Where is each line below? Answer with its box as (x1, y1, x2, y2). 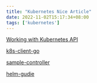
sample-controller (6, 59, 50, 66)
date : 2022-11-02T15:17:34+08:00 (6, 14, 89, 20)
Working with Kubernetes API (6, 36, 79, 43)
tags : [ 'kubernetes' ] (6, 20, 60, 25)
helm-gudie (6, 71, 35, 78)
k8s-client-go (6, 47, 40, 55)
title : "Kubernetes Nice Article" (6, 8, 92, 15)
